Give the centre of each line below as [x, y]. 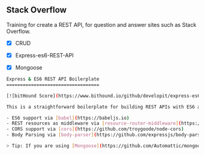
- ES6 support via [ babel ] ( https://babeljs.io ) [68, 118]
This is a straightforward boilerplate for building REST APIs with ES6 [101, 107]
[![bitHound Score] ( [33, 96]
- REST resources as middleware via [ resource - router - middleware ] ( [94, 124]
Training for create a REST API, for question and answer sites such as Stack [101, 24]
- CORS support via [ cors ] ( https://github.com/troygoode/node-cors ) [95, 129]
